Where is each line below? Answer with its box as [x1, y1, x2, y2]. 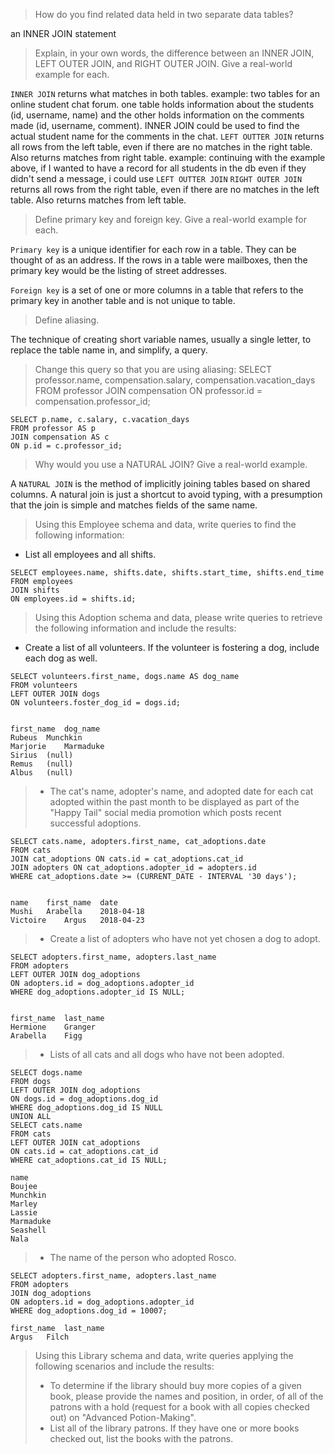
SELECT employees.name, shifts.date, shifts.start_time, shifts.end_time [10, 568, 325, 578]
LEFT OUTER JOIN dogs [10, 689, 101, 699]
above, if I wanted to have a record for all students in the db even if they [10, 162, 307, 174]
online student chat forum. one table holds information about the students [10, 99, 315, 110]
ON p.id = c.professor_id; [10, 441, 123, 451]
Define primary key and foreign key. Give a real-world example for [34, 214, 307, 225]
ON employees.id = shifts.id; [10, 594, 137, 604]
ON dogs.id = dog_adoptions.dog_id [10, 1094, 159, 1104]
